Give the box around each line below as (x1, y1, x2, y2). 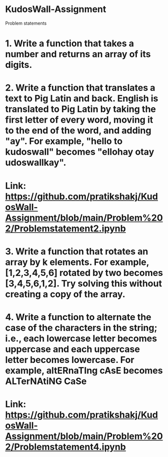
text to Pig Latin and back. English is (5, 93, 158, 104)
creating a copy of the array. (5, 288, 125, 300)
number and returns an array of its (5, 49, 151, 60)
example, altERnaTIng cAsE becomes (5, 364, 163, 376)
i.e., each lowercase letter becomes (5, 333, 157, 344)
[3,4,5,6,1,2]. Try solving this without (5, 278, 162, 289)
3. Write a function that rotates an (5, 245, 148, 257)
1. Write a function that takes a (5, 38, 134, 49)
